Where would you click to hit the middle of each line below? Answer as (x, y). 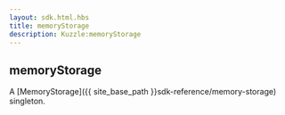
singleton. (28, 101)
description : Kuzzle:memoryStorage (75, 34)
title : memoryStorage (49, 26)
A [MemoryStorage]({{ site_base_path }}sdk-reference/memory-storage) (143, 92)
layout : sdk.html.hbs (49, 17)
